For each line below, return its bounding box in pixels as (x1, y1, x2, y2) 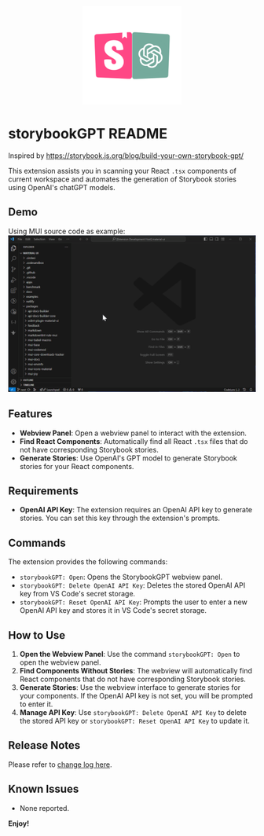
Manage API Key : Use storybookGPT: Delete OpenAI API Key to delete (19, 707, 247, 717)
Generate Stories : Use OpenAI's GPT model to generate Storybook (19, 453, 238, 463)
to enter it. (19, 699, 53, 709)
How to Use (8, 629, 66, 642)
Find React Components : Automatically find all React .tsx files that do (19, 436, 248, 445)
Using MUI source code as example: (8, 226, 126, 236)
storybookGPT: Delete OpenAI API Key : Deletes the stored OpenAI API (19, 581, 246, 590)
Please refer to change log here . (8, 760, 112, 769)
